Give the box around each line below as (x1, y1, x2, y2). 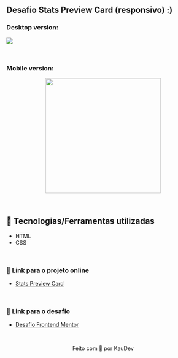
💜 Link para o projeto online (6, 266, 90, 275)
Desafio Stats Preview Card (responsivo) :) (6, 5, 173, 15)
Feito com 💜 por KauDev (72, 345, 134, 352)
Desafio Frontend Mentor (15, 321, 79, 329)
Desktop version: (6, 23, 59, 32)
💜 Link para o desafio (6, 307, 71, 316)
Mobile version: (6, 64, 54, 72)
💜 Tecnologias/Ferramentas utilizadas (6, 216, 155, 226)
